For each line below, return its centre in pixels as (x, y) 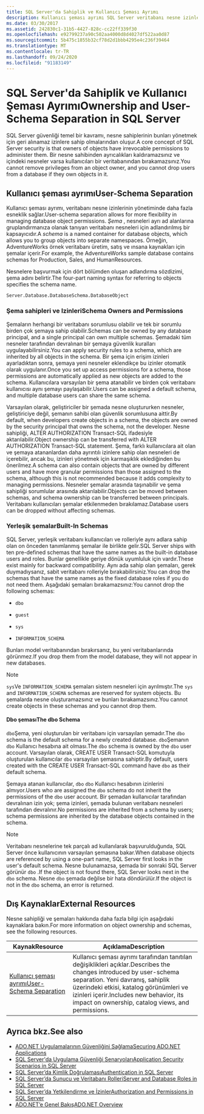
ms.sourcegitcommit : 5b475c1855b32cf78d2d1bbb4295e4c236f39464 (88, 40)
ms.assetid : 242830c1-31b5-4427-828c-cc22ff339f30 (72, 29)
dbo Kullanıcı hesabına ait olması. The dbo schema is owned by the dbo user (99, 746)
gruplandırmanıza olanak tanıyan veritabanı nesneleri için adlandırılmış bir (98, 227)
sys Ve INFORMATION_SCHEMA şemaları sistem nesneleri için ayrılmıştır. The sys (100, 686)
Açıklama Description (134, 946)
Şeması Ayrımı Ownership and (83, 106)
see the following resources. (42, 932)
